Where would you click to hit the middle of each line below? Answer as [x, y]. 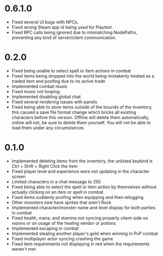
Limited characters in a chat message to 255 [56, 181]
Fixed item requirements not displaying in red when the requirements [81, 244]
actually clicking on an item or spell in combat [57, 192]
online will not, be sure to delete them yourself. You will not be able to [81, 122]
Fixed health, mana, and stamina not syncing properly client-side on [80, 218]
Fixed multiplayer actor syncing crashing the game [62, 238]
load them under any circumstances [48, 128]
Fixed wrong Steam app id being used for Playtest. [62, 27]
